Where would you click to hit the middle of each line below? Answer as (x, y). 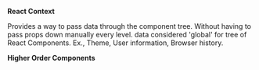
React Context (31, 11)
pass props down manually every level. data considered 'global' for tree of (127, 35)
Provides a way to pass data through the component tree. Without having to (129, 26)
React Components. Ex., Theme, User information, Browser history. (115, 43)
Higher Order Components (51, 58)
